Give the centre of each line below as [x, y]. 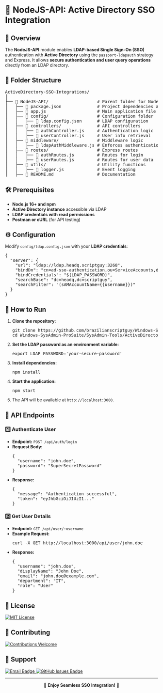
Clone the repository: [34, 321]
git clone [24, 331]
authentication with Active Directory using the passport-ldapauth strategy [79, 55]
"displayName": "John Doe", [50, 571]
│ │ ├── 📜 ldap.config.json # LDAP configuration [77, 121]
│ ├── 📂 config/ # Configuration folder [79, 116]
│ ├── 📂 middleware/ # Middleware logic [74, 140]
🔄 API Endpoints [30, 415]
